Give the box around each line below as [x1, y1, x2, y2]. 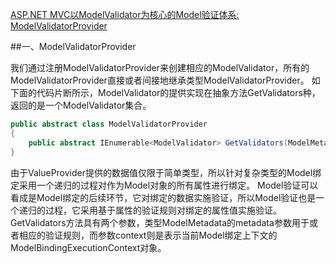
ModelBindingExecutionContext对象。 [10, 241, 167, 253]
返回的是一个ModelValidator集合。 [10, 99, 152, 111]
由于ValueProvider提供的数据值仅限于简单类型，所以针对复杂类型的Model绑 [10, 166, 322, 178]
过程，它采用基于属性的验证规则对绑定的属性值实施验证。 [44, 204, 282, 216]
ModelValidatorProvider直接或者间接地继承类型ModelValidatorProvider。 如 [10, 74, 321, 86]
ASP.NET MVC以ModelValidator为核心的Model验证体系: [10, 9, 240, 20]
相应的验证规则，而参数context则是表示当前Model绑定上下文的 [18, 229, 278, 241]
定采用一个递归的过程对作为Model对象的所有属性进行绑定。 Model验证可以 [10, 179, 319, 191]
